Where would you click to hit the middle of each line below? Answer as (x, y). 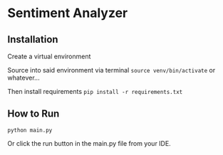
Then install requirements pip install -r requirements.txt (95, 91)
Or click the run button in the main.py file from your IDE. (89, 143)
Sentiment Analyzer (68, 13)
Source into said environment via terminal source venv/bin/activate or (111, 70)
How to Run (33, 114)
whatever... (24, 77)
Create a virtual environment (49, 56)
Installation (33, 39)
